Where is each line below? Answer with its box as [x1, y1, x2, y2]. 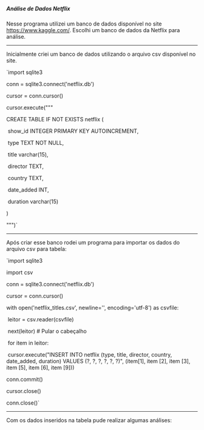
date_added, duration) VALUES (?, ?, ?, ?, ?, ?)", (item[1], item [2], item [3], [6, 357, 191, 364]
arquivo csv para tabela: [6, 245, 67, 252]
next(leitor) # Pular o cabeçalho [7, 328, 87, 335]
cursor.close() [6, 387, 41, 394]
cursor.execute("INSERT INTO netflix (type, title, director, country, [7, 351, 172, 358]
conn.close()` [6, 399, 40, 406]
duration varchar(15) [7, 198, 59, 205]
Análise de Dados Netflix [6, 5, 70, 12]
